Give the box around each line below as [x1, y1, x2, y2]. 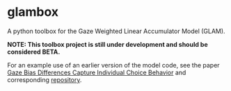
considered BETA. [7, 48, 61, 56]
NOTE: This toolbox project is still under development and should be [7, 40, 209, 48]
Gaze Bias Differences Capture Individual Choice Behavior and [7, 68, 186, 77]
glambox [7, 4, 59, 20]
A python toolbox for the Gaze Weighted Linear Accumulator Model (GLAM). [7, 27, 225, 35]
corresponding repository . [7, 75, 82, 83]
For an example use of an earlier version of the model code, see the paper [7, 61, 221, 69]
